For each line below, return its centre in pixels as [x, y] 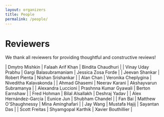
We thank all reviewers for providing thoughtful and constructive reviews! [80, 57]
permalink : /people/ [27, 19]
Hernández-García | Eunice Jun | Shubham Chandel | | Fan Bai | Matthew [80, 99]
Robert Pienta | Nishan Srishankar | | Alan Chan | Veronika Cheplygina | [78, 78]
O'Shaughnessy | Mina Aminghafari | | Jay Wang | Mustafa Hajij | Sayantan [82, 104]
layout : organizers [25, 10]
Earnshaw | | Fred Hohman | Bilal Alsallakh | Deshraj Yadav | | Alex [73, 94]
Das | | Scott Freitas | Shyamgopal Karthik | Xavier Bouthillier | [69, 110]
